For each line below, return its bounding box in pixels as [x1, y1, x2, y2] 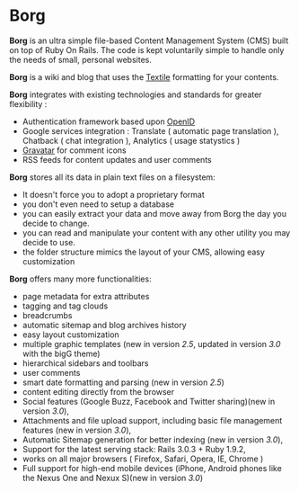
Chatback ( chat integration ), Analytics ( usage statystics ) [22, 135, 241, 146]
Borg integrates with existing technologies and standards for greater [9, 89, 262, 100]
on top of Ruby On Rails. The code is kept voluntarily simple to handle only [9, 44, 285, 55]
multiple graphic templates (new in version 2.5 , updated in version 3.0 [22, 338, 281, 349]
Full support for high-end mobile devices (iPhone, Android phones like [22, 462, 283, 473]
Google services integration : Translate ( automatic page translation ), [22, 125, 279, 136]
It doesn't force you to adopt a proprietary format [22, 189, 205, 200]
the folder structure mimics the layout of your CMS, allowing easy [22, 246, 265, 257]
